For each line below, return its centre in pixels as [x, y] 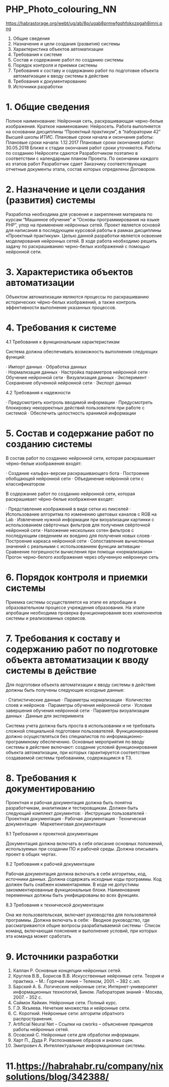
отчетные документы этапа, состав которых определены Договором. [81, 169]
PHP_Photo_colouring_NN [61, 9]
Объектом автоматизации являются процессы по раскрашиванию [77, 296]
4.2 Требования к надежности [38, 392]
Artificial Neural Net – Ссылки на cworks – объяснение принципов [83, 1024]
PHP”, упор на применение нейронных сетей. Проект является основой [83, 225]
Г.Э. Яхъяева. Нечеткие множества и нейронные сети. [72, 1008]
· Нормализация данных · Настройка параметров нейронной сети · [78, 372]
